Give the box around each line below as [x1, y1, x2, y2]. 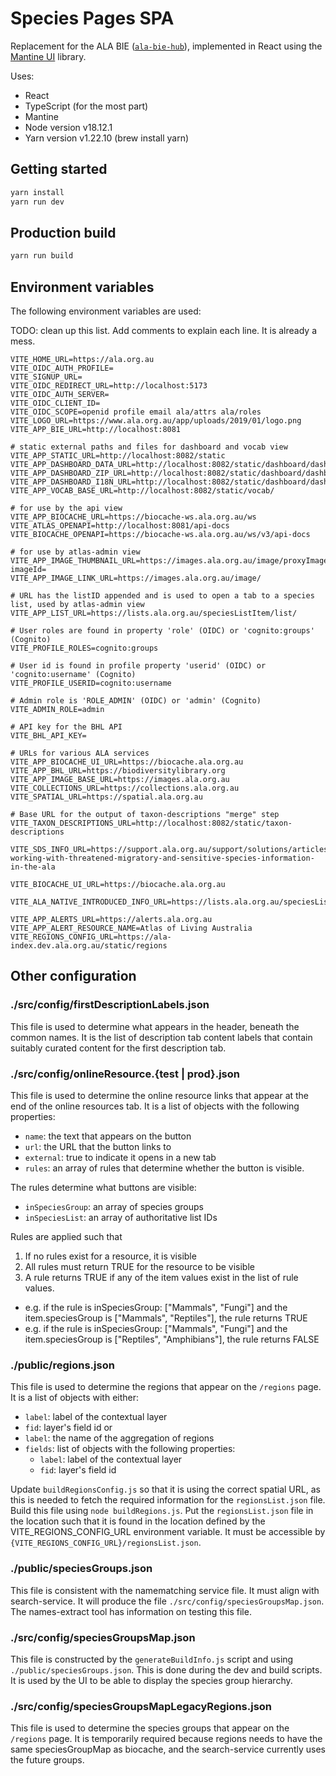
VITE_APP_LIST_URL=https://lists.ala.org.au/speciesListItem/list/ [10, 608, 298, 618]
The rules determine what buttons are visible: [10, 1181, 197, 1193]
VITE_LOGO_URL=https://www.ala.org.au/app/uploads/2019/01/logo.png [10, 416, 302, 426]
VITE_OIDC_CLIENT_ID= [10, 398, 101, 408]
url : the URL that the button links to [24, 1140, 172, 1152]
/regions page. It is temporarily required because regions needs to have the [10, 1733, 323, 1745]
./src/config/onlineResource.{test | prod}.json [10, 1067, 240, 1081]
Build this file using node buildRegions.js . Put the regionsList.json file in [10, 1505, 314, 1517]
